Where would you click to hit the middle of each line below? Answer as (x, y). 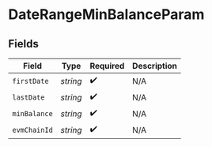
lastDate (28, 97)
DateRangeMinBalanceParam (106, 15)
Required (107, 66)
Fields (24, 44)
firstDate (30, 81)
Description (155, 66)
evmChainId (32, 130)
